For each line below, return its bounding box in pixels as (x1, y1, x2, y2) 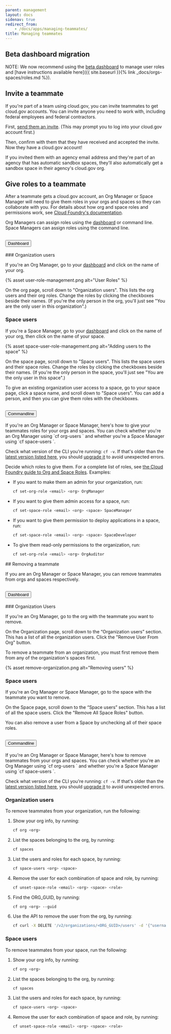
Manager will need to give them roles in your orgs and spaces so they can (5, 199, 161, 205)
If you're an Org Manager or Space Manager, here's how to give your (5, 422, 151, 429)
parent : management (5, 7, 47, 13)
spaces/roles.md (5, 75, 41, 81)
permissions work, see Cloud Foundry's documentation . (5, 210, 124, 216)
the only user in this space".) (5, 375, 65, 381)
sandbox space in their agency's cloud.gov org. (5, 165, 106, 171)
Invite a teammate (5, 89, 64, 98)
